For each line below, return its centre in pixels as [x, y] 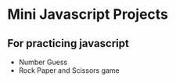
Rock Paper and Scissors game [69, 70]
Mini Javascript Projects [88, 14]
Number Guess [43, 62]
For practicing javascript [68, 43]
